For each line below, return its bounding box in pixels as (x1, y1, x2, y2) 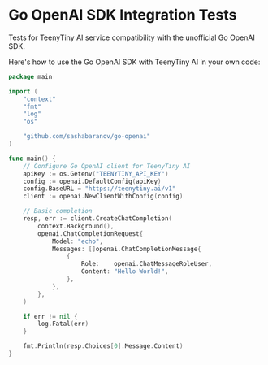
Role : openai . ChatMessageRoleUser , (80, 260, 213, 268)
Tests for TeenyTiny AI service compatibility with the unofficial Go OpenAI (8, 33, 256, 42)
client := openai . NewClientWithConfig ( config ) (23, 193, 184, 201)
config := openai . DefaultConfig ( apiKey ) (23, 177, 162, 185)
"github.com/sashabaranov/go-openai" (23, 133, 151, 141)
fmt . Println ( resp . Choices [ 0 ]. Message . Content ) (23, 342, 184, 350)
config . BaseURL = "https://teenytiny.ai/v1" (23, 185, 176, 193)
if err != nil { (23, 312, 79, 320)
